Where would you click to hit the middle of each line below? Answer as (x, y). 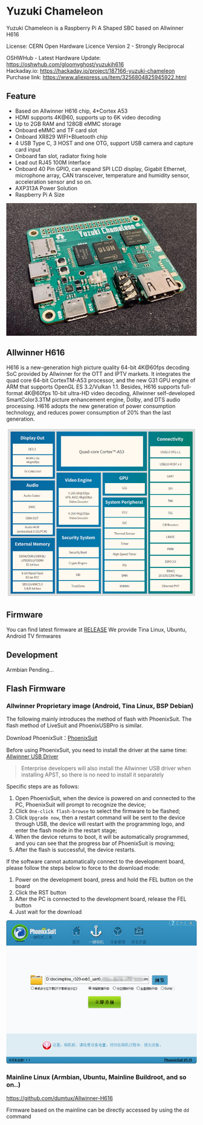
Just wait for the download (48, 912)
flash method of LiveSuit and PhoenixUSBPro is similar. (75, 726)
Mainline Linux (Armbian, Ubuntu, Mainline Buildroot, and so (96, 1077)
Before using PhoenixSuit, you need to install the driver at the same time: (97, 750)
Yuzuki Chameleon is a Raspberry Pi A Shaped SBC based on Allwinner (95, 28)
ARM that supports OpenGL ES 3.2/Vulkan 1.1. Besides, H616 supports (93, 387)
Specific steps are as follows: (43, 787)
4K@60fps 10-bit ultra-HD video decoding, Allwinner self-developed (109, 393)
